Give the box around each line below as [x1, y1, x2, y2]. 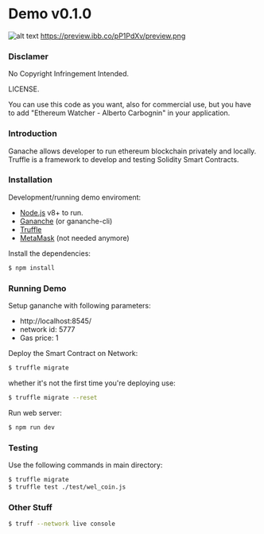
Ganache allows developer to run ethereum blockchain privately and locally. [8, 146, 257, 156]
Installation [8, 174, 53, 185]
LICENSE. [8, 84, 40, 94]
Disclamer [8, 51, 49, 62]
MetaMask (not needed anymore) [19, 233, 130, 242]
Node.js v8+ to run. [19, 207, 83, 217]
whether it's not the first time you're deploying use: [8, 378, 177, 388]
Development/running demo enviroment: [8, 192, 142, 202]
